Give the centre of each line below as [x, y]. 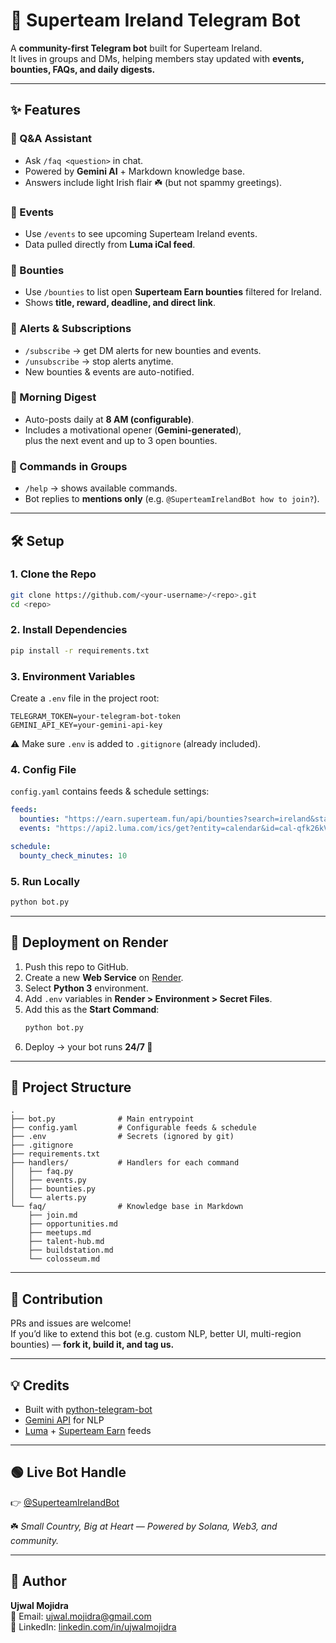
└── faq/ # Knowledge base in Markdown [127, 1207]
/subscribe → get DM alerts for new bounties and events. [143, 350]
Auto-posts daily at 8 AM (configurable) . [109, 419]
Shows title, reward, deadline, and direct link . [120, 303]
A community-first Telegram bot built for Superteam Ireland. [136, 48]
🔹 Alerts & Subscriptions [71, 329]
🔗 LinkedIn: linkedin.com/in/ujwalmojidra [93, 1626]
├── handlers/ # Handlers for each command [125, 1163]
